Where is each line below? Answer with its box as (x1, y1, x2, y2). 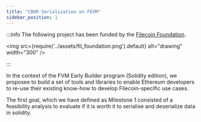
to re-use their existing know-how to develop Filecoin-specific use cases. (6, 84, 189, 91)
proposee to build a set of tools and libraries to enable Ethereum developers (6, 78, 194, 86)
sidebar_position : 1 (6, 14, 58, 20)
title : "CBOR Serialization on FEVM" (6, 8, 101, 15)
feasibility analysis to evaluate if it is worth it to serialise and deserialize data (6, 102, 196, 109)
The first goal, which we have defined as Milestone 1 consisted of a (6, 96, 173, 103)
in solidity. (6, 109, 32, 116)
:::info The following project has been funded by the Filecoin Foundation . (6, 30, 187, 38)
